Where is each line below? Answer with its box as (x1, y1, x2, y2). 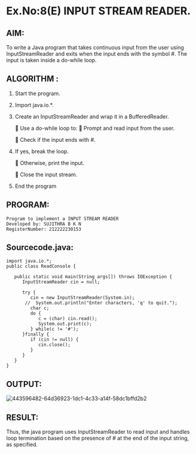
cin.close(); (38, 342, 71, 348)
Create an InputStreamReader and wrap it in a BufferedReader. (14, 112, 169, 120)
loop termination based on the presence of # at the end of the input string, (6, 435, 189, 442)
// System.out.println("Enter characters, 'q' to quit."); (24, 300, 178, 306)
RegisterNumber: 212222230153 (6, 226, 82, 232)
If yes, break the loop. (14, 148, 69, 155)
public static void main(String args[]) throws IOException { (14, 274, 172, 280)
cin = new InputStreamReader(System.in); (30, 295, 135, 301)
